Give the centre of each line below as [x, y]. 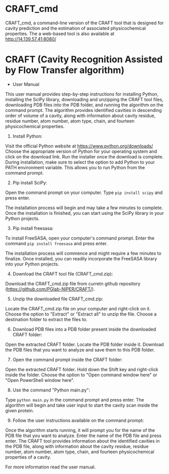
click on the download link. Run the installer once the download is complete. [85, 156]
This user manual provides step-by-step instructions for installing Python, [82, 94]
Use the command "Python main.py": [51, 390]
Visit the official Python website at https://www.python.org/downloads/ [79, 146]
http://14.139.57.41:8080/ [31, 39]
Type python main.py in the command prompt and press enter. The [75, 400]
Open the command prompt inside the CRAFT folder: [68, 360]
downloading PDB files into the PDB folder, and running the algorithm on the [84, 105]
